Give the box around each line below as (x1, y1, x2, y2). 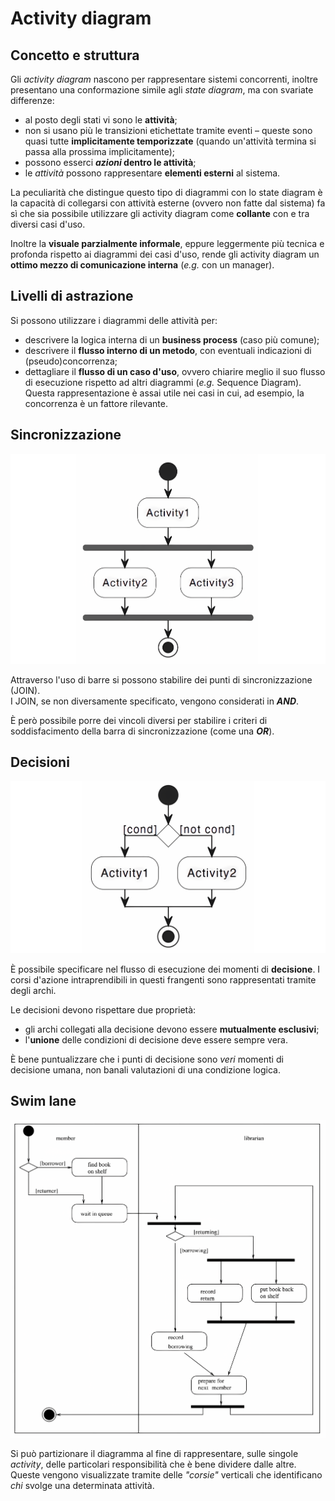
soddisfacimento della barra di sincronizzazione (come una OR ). (10, 725, 275, 737)
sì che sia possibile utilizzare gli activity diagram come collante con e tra (10, 208, 310, 219)
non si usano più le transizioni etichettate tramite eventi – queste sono (24, 125, 313, 136)
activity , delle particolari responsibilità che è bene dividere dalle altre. (10, 1458, 297, 1470)
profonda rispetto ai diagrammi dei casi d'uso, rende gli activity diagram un (10, 248, 320, 260)
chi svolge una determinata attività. (10, 1479, 155, 1491)
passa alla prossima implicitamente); (24, 146, 176, 157)
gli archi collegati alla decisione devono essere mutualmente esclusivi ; (24, 1023, 320, 1036)
